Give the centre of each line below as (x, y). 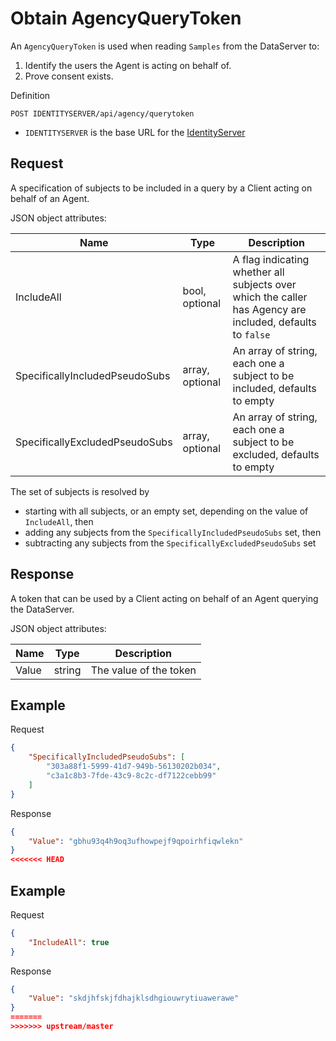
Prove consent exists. (69, 76)
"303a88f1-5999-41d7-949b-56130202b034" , (134, 767)
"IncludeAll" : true (69, 942)
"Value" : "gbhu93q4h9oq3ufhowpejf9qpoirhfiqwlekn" (136, 841)
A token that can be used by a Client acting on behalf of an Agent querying (164, 598)
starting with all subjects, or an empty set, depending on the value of (166, 511)
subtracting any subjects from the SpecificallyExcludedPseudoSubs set (170, 543)
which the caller (270, 297)
